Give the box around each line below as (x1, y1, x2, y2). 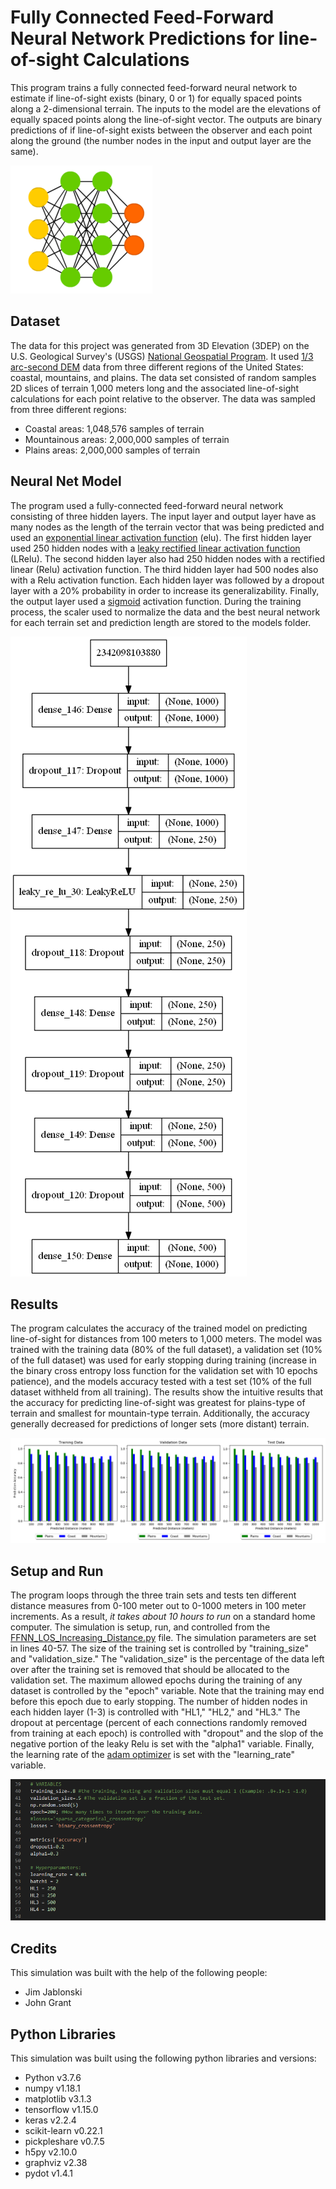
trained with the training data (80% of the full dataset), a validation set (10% (10, 1344, 323, 1356)
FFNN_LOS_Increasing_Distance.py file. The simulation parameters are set (10, 1632, 317, 1644)
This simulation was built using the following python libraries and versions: (10, 2052, 317, 2065)
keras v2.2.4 (24, 2114, 77, 2126)
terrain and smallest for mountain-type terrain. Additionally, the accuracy (10, 1407, 310, 1420)
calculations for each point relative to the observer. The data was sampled (10, 392, 316, 405)
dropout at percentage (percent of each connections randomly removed (10, 1717, 308, 1729)
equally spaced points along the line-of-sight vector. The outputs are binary (10, 113, 323, 125)
